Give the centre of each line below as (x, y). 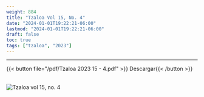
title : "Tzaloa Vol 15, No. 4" (46, 18)
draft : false (23, 35)
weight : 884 (21, 12)
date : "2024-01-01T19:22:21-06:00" (51, 23)
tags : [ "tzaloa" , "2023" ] (39, 46)
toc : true (19, 40)
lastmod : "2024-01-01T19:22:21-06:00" (55, 29)
